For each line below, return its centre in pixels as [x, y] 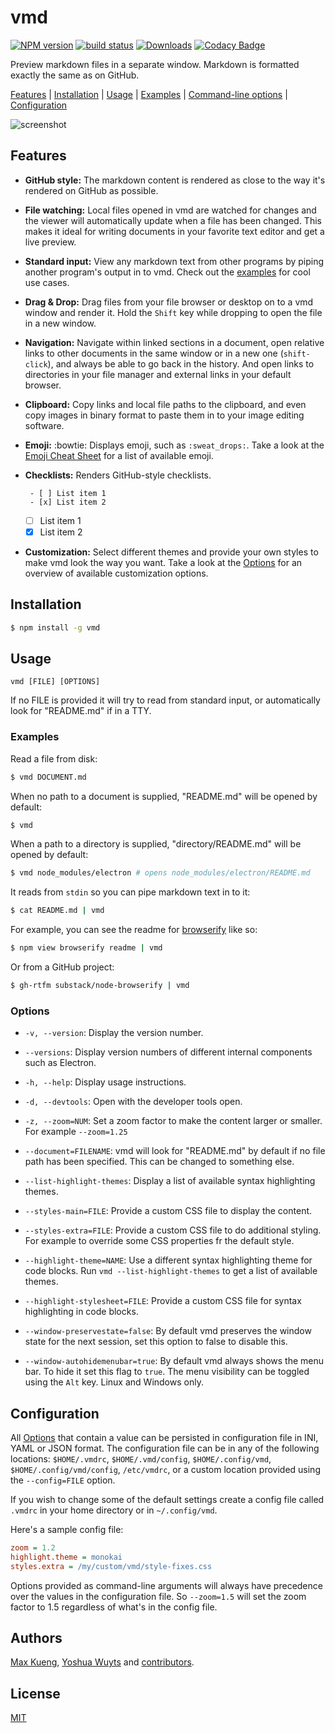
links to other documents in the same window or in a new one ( [154, 353]
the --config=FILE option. [63, 1480]
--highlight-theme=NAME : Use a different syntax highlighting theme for [168, 1260]
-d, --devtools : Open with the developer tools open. [133, 1102]
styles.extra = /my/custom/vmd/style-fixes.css [111, 1566]
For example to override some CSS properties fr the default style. [159, 1241]
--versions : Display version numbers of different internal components [168, 1052]
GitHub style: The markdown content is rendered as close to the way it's [175, 180]
